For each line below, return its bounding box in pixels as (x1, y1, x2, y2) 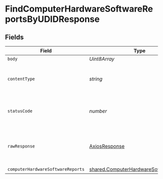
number (89, 108, 107, 114)
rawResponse (7, 144, 35, 149)
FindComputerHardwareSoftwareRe (5, 3, 153, 15)
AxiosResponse (89, 143, 125, 149)
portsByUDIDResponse (5, 14, 100, 25)
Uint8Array (89, 56, 115, 62)
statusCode (7, 108, 33, 114)
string (89, 76, 103, 82)
